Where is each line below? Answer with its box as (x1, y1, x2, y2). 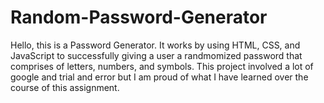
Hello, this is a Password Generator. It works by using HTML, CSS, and (10, 39, 301, 51)
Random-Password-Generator (10, 6, 268, 29)
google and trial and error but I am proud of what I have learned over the (10, 71, 309, 83)
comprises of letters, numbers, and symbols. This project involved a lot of (10, 60, 314, 72)
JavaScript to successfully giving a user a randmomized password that (10, 49, 303, 61)
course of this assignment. (10, 81, 120, 93)
